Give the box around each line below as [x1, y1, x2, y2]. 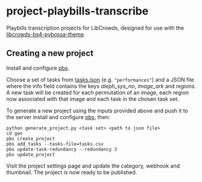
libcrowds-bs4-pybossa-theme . [6, 30, 86, 37]
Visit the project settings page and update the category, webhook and [6, 162, 180, 169]
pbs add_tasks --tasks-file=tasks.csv [6, 141, 104, 147]
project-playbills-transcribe [6, 4, 149, 18]
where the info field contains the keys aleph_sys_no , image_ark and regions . [6, 82, 197, 89]
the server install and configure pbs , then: [6, 113, 110, 120]
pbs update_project [6, 151, 55, 158]
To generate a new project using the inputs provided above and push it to [6, 107, 189, 114]
